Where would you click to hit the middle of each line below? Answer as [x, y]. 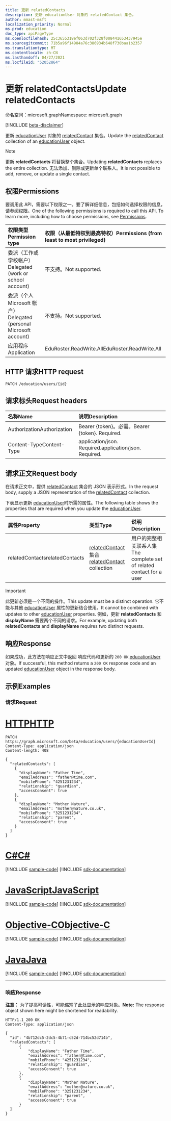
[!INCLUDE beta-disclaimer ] [34, 125]
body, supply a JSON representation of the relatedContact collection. [78, 492]
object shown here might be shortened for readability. [62, 1010]
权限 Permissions [32, 191]
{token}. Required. [100, 433]
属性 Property [24, 525]
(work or [18, 273]
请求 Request [21, 702]
